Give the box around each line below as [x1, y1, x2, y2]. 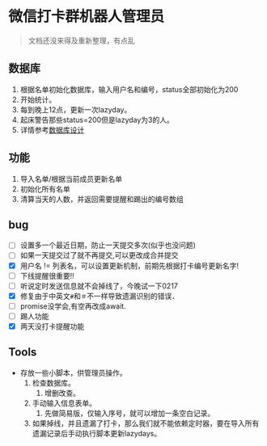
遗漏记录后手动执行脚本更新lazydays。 [32, 428, 162, 438]
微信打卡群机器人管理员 [8, 7, 165, 26]
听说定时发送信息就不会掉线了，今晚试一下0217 [19, 280, 178, 291]
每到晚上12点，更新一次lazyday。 [19, 104, 132, 114]
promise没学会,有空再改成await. [19, 301, 127, 311]
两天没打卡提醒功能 [19, 321, 85, 331]
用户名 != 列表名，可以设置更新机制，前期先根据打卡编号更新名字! [19, 260, 239, 271]
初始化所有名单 [19, 183, 70, 194]
